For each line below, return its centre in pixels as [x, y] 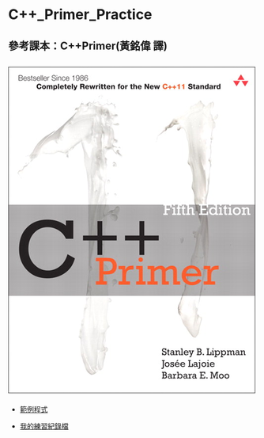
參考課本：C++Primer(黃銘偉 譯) [88, 46]
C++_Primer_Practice [80, 15]
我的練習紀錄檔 [44, 426]
